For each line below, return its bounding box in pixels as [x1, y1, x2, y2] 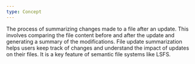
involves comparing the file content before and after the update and [6, 31, 175, 39]
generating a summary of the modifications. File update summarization [6, 38, 182, 45]
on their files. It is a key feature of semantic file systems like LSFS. [6, 50, 171, 57]
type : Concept [6, 8, 42, 15]
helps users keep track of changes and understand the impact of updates [6, 44, 190, 51]
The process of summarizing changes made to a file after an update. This [6, 25, 189, 32]
